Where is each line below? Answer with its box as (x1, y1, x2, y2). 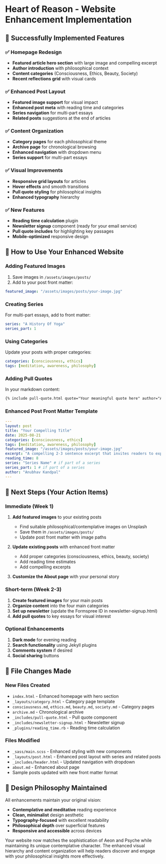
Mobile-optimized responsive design (12, 234, 89, 240)
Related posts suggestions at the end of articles (12, 115, 111, 121)
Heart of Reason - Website (5, 3, 116, 15)
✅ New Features (5, 206, 45, 213)
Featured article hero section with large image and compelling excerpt (12, 60, 157, 65)
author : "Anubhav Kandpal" (5, 470, 61, 475)
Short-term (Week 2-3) (5, 586, 62, 593)
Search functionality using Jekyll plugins (12, 642, 97, 648)
